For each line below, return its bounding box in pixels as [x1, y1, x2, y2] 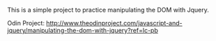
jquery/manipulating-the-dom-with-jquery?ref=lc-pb [7, 27, 158, 34]
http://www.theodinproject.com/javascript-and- [46, 19, 183, 27]
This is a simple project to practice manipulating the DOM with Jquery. [7, 6, 209, 14]
